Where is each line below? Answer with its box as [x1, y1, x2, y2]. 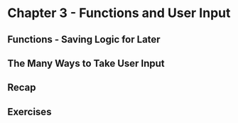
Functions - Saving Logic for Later [7, 33, 161, 46]
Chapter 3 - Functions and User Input [7, 5, 231, 21]
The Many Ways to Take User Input [7, 57, 165, 69]
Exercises [7, 105, 52, 118]
